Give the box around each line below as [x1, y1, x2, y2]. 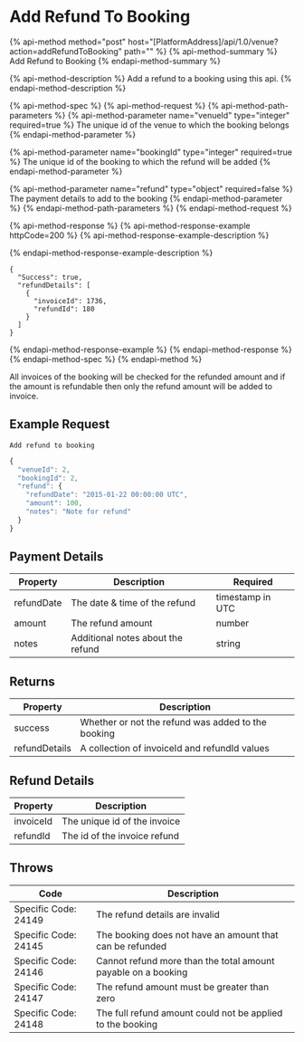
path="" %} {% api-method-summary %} [123, 45, 278, 56]
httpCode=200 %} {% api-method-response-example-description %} [9, 229, 270, 241]
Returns [9, 674, 56, 689]
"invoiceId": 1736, [33, 296, 107, 305]
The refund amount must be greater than [96, 980, 270, 993]
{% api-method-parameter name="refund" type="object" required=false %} [9, 183, 294, 194]
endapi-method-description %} [9, 82, 127, 93]
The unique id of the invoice [62, 815, 181, 827]
